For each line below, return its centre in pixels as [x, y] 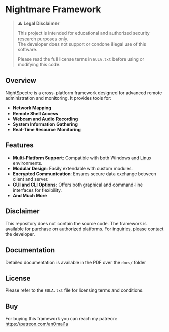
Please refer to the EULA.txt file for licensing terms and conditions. [74, 290]
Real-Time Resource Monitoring [46, 129]
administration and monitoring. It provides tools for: [59, 98]
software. [27, 49]
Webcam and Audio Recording [45, 119]
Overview [21, 80]
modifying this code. [39, 64]
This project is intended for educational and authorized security [83, 33]
